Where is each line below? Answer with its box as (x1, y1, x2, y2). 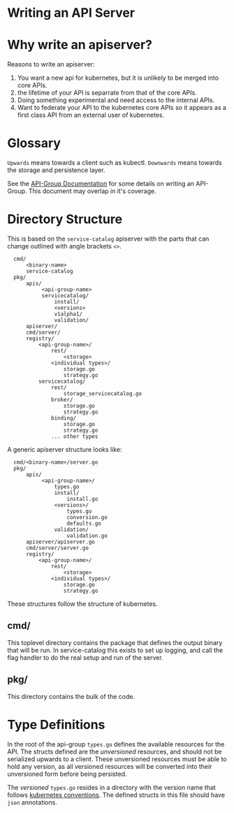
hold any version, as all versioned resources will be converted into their (7, 762, 212, 770)
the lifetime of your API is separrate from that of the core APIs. (17, 89, 197, 97)
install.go (66, 495, 98, 502)
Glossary (7, 135, 61, 151)
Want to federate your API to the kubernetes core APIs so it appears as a (17, 104, 227, 112)
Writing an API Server (7, 5, 135, 21)
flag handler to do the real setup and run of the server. (7, 653, 163, 662)
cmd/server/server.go (25, 544, 89, 551)
